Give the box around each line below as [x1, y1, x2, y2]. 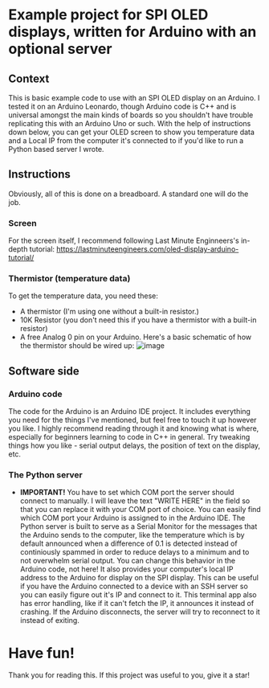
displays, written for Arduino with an [8, 23, 257, 41]
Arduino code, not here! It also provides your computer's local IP [19, 564, 234, 574]
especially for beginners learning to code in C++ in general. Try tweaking [8, 432, 251, 442]
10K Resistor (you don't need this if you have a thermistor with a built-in [19, 315, 257, 325]
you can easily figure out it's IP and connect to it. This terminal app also [19, 590, 257, 600]
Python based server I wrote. [8, 145, 104, 154]
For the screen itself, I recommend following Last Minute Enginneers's [8, 235, 239, 246]
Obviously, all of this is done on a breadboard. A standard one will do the [8, 189, 249, 199]
